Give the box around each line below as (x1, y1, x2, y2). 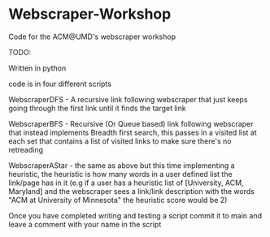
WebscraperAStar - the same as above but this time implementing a (8, 160, 235, 170)
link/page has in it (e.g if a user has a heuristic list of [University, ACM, (8, 178, 244, 187)
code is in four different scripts (8, 79, 112, 88)
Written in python (8, 62, 67, 73)
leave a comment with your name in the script (8, 219, 162, 229)
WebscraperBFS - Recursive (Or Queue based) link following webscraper (8, 118, 254, 128)
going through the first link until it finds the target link (8, 103, 186, 113)
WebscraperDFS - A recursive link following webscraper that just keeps (8, 94, 248, 104)
